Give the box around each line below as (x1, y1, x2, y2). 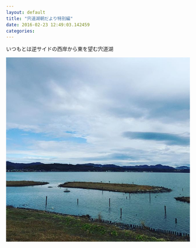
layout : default (6, 9, 45, 15)
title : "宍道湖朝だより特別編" (6, 15, 73, 22)
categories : (6, 28, 35, 34)
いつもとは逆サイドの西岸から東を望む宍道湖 (6, 46, 114, 53)
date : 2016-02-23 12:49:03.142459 (6, 22, 90, 27)
